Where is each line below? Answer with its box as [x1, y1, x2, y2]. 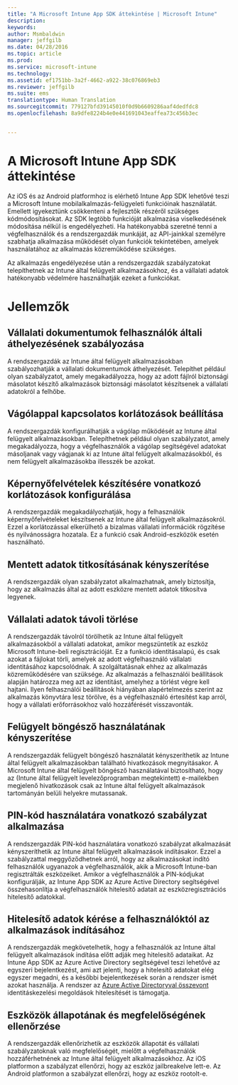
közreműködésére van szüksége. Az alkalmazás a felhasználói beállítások [7, 670, 224, 678]
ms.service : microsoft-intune [7, 63, 97, 71]
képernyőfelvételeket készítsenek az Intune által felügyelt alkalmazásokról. [7, 515, 226, 524]
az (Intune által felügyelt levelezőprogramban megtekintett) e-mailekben [7, 774, 219, 782]
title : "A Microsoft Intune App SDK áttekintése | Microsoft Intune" [7, 10, 218, 18]
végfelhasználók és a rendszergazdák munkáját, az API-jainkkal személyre [7, 229, 226, 238]
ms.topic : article [7, 51, 62, 58]
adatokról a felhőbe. [7, 387, 66, 395]
